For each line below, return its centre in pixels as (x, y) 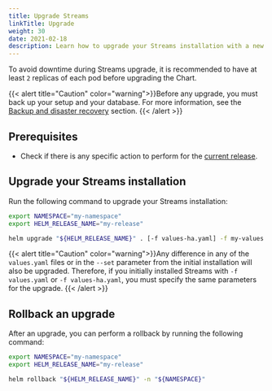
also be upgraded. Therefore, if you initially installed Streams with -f (123, 271)
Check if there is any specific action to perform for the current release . (139, 156)
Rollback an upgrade (62, 314)
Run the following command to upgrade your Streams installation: (118, 201)
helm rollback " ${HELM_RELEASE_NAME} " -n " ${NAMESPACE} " (107, 379)
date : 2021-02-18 (38, 39)
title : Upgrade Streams (49, 16)
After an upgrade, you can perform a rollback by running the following (126, 333)
